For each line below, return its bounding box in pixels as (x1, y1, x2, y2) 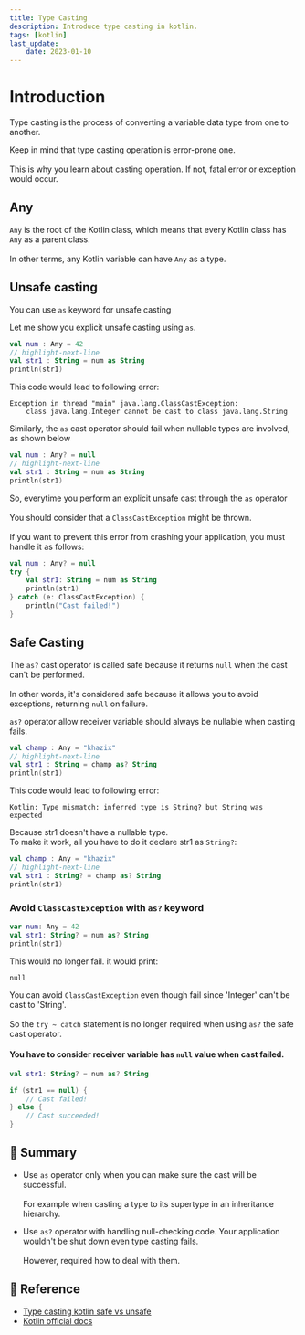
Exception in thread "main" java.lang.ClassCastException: (9, 399, 239, 408)
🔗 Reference (9, 1281, 80, 1298)
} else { (9, 1103, 43, 1112)
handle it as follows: (9, 541, 85, 552)
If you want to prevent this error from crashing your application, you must (9, 531, 286, 542)
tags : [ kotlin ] (9, 30, 68, 39)
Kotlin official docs (22, 1315, 93, 1326)
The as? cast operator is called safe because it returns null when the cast (9, 659, 288, 670)
